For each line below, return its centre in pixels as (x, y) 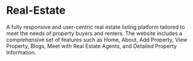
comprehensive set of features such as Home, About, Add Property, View (97, 39)
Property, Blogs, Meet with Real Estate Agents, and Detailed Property (91, 46)
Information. (21, 52)
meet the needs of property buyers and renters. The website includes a (94, 33)
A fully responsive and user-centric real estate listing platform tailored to (96, 27)
